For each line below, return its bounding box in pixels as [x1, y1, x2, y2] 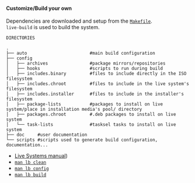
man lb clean [14, 160, 47, 166]
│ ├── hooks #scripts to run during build [6, 66, 163, 72]
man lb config [14, 166, 49, 172]
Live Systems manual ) [14, 152, 68, 160]
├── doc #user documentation [6, 132, 88, 138]
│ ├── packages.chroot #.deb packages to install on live [6, 111, 176, 118]
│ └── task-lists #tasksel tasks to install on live [6, 122, 176, 128]
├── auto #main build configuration [6, 50, 156, 57]
